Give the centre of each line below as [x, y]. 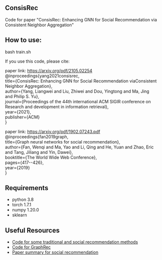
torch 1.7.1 [22, 205]
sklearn [20, 215]
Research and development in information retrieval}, [57, 107]
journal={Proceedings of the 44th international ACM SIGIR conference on [78, 101]
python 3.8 [23, 200]
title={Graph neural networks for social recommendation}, [63, 142]
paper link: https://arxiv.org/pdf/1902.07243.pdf [53, 131]
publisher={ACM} [22, 117]
